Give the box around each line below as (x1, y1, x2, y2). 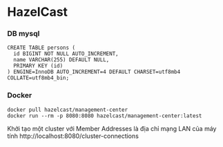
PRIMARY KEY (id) (13, 63, 64, 70)
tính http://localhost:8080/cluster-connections (7, 132, 139, 140)
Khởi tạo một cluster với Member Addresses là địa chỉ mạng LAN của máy (7, 124, 217, 133)
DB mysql (7, 29, 40, 39)
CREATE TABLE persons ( (7, 44, 76, 52)
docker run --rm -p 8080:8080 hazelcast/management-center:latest (7, 112, 202, 119)
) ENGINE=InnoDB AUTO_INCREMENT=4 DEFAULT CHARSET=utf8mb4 (7, 68, 181, 76)
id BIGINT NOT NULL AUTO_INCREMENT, (13, 50, 119, 57)
